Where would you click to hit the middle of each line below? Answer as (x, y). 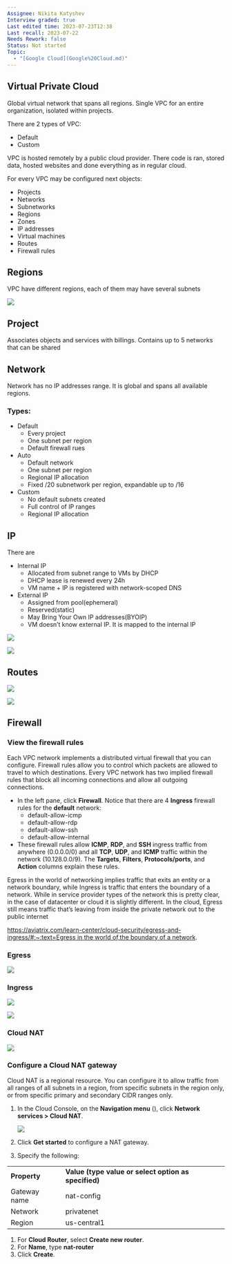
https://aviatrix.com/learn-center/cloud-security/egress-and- (94, 930)
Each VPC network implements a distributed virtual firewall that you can (109, 757)
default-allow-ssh (52, 830)
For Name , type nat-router (56, 1247)
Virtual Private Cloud (53, 87)
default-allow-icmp (55, 815)
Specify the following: (48, 1155)
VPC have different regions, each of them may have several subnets (104, 289)
